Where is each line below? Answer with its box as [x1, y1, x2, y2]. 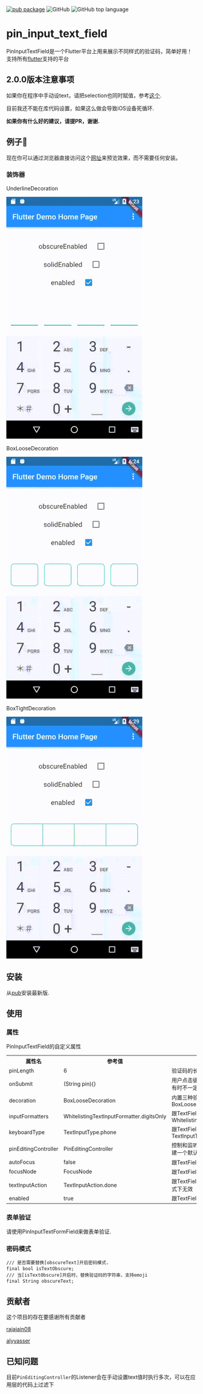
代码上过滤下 [22, 1381, 54, 1389]
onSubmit [8, 1080, 33, 1088]
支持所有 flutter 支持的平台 [6, 55, 69, 62]
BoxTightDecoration [6, 704, 56, 712]
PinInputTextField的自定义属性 [6, 1043, 82, 1050]
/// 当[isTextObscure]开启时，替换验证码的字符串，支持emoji [6, 1272, 148, 1279]
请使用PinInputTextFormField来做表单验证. [6, 1228, 112, 1236]
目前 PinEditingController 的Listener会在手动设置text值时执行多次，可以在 [6, 1373, 190, 1381]
